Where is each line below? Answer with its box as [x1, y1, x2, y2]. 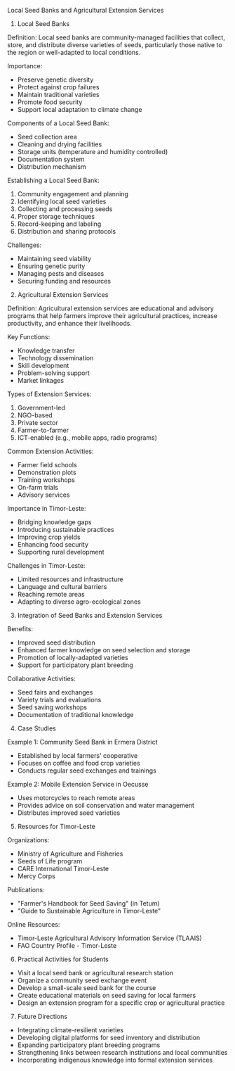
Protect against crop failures [17, 83, 100, 91]
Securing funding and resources [17, 277, 111, 285]
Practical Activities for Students [17, 955, 109, 963]
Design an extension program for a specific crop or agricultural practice [17, 999, 225, 1007]
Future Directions [17, 1013, 68, 1020]
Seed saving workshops [17, 703, 88, 711]
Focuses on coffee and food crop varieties [17, 759, 140, 767]
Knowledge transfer [17, 346, 75, 355]
